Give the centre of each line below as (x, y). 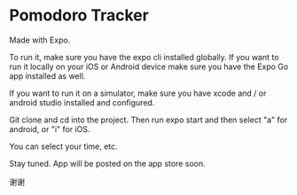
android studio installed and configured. (82, 102)
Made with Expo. (40, 40)
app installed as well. (47, 75)
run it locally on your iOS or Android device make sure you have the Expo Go (149, 66)
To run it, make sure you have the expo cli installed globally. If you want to (144, 57)
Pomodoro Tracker (79, 16)
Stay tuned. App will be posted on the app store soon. (107, 163)
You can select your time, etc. (63, 146)
